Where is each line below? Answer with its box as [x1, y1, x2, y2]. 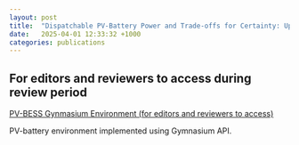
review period [9, 85, 87, 100]
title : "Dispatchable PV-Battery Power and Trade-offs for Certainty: [9, 21, 280, 30]
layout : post [9, 12, 58, 22]
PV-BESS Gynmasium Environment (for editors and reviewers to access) [9, 109, 274, 119]
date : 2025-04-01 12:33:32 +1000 [9, 29, 141, 38]
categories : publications [9, 37, 105, 47]
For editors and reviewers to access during [9, 70, 252, 85]
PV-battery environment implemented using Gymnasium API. [9, 125, 232, 136]
